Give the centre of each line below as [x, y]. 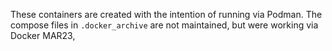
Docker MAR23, [43, 35]
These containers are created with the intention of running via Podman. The [166, 14]
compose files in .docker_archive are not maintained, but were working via [164, 25]
